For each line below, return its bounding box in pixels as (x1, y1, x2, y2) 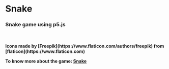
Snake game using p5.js (5, 21, 66, 28)
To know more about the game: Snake (5, 58, 87, 64)
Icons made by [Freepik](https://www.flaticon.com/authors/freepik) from (5, 43, 164, 49)
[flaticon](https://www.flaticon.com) (5, 48, 85, 54)
